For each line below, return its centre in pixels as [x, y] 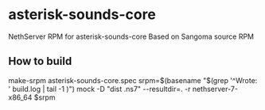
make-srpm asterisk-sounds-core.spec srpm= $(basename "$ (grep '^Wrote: [133, 80]
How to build [40, 61]
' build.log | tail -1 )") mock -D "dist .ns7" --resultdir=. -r [99, 89]
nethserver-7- [215, 89]
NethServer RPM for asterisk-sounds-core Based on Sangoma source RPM [131, 36]
